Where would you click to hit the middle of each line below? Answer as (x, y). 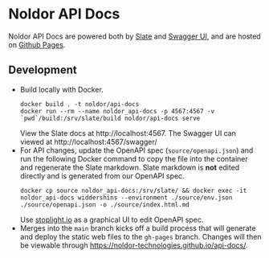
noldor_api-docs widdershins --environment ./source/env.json (126, 198)
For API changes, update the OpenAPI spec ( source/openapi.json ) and (137, 150)
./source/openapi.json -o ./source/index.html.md (105, 205)
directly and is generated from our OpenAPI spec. (102, 176)
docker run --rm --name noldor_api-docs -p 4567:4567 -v (117, 111)
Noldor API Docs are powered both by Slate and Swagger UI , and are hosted (134, 36)
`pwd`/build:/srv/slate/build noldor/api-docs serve (110, 118)
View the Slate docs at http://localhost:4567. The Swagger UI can (128, 133)
